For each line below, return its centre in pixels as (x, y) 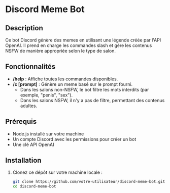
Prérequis (21, 122)
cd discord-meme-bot (34, 186)
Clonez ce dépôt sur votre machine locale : (58, 172)
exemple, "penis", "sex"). (46, 95)
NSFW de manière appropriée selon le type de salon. (60, 51)
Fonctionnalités (30, 67)
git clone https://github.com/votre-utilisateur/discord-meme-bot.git (89, 182)
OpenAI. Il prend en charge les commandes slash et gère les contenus (79, 45)
